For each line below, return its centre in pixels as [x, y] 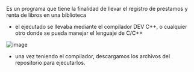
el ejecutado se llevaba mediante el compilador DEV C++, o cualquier [101, 27]
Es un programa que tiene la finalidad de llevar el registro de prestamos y [97, 9]
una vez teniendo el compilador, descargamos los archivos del [92, 56]
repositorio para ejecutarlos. [50, 63]
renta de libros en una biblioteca [46, 15]
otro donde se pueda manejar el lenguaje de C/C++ [79, 33]
